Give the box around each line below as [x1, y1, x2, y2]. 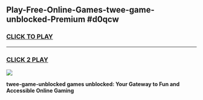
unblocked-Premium [6, 15, 86, 25]
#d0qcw [86, 15, 119, 25]
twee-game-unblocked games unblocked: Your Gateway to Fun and [6, 80, 180, 87]
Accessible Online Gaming [6, 87, 74, 94]
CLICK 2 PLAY [6, 55, 48, 64]
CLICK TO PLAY [6, 33, 53, 41]
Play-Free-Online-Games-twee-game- [6, 5, 155, 15]
